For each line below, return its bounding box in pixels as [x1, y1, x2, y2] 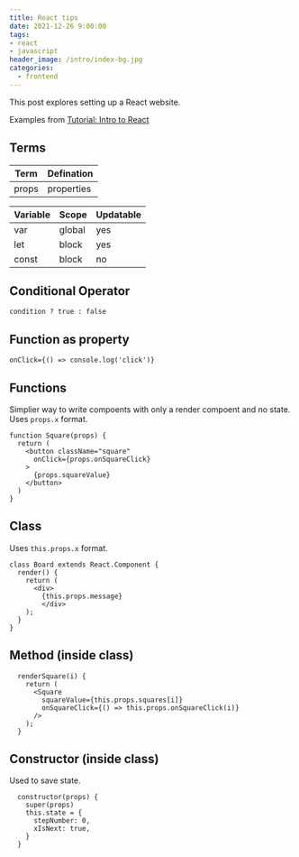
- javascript [9, 47, 59, 56]
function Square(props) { [9, 431, 106, 440]
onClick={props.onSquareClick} [32, 455, 151, 464]
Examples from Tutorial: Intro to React [9, 114, 149, 124]
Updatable [95, 208, 142, 221]
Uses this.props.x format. [9, 542, 108, 553]
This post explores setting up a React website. [9, 97, 181, 107]
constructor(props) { [17, 793, 99, 802]
